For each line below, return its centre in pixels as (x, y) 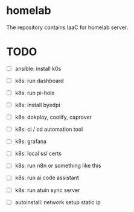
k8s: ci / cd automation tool (49, 129)
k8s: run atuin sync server (47, 190)
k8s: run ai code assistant (47, 178)
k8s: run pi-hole (35, 93)
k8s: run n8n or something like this (58, 166)
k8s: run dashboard (39, 81)
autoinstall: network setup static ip (58, 202)
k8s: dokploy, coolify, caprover (53, 117)
